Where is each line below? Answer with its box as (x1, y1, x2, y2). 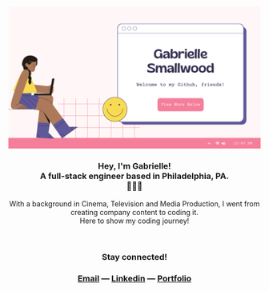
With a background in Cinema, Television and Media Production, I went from (9, 198, 260, 209)
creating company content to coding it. (70, 207, 199, 217)
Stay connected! (101, 251, 168, 262)
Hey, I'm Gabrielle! (98, 161, 171, 172)
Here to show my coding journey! (79, 216, 190, 225)
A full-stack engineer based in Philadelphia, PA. (39, 170, 230, 181)
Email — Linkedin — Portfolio (77, 273, 192, 284)
